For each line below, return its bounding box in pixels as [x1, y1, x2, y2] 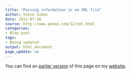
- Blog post [5, 30, 30, 35]
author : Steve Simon [5, 12, 48, 17]
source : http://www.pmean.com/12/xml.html [5, 21, 95, 26]
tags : [5, 35, 16, 40]
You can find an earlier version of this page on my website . [5, 63, 126, 69]
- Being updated [5, 40, 39, 45]
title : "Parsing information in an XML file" [5, 7, 101, 12]
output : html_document [5, 44, 52, 49]
